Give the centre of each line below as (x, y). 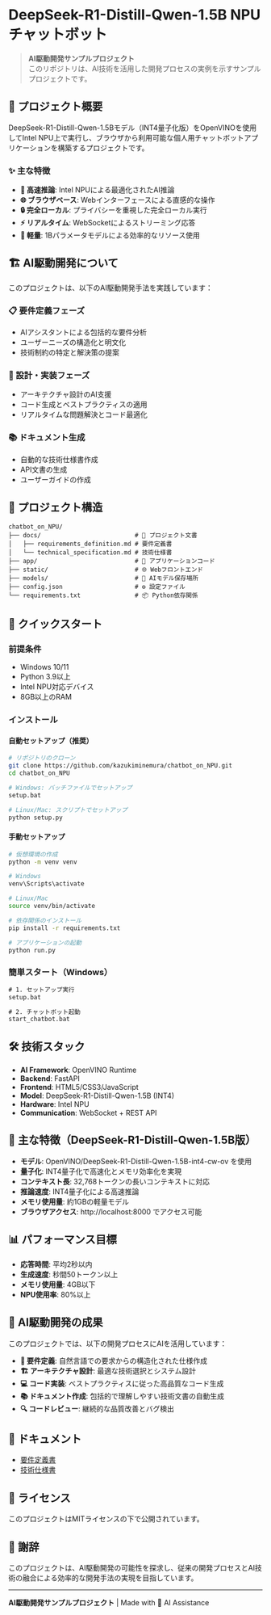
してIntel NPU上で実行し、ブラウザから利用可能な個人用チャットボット (126, 137)
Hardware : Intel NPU (55, 1104)
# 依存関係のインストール (45, 920)
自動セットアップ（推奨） (51, 740)
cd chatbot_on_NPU (39, 773)
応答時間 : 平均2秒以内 (56, 1264)
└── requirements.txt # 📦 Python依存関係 (103, 595)
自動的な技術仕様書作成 (59, 459)
